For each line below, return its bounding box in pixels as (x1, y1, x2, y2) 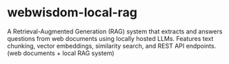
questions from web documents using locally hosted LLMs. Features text (7, 34, 214, 42)
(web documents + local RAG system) (7, 49, 115, 57)
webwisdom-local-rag (7, 5, 138, 20)
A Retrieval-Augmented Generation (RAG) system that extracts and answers (7, 27, 223, 35)
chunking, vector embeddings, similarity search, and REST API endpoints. (7, 42, 217, 50)
